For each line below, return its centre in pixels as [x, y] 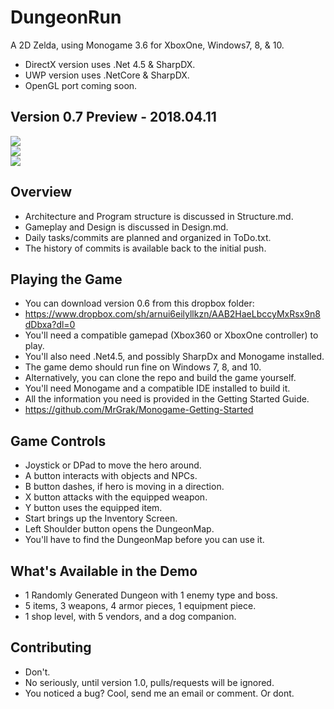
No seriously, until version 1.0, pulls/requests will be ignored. [149, 682]
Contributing [51, 647]
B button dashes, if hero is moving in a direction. [124, 487]
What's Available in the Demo [104, 571]
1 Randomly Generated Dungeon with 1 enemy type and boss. [151, 595]
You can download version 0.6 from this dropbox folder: [139, 303]
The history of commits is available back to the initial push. [145, 248]
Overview [41, 192]
